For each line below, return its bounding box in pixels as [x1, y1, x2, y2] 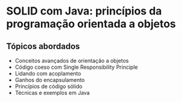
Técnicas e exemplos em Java [14, 89, 90, 96]
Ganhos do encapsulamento [14, 77, 85, 83]
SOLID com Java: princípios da [6, 4, 162, 18]
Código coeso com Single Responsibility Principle [14, 63, 138, 71]
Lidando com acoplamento [14, 70, 81, 77]
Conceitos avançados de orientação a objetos [14, 57, 129, 64]
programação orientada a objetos [6, 17, 176, 31]
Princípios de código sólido [14, 83, 83, 90]
